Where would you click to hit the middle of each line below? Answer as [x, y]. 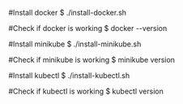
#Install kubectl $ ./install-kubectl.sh [69, 76]
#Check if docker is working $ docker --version [88, 28]
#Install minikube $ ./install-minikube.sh [75, 44]
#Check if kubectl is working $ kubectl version [86, 91]
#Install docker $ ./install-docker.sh [68, 13]
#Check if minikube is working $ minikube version [92, 60]
